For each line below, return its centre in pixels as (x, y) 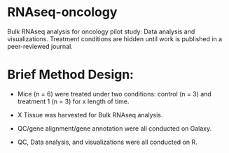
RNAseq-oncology (62, 12)
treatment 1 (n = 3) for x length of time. (73, 101)
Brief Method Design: (71, 75)
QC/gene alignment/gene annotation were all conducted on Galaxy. (114, 128)
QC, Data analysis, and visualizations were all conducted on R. (107, 142)
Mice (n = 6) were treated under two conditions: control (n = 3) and (114, 94)
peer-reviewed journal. (40, 46)
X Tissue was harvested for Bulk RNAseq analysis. (90, 115)
